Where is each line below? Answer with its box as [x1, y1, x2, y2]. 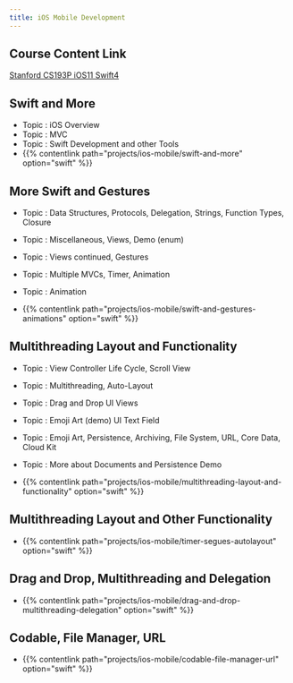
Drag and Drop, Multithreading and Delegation [9, 571, 272, 586]
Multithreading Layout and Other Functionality [9, 512, 272, 527]
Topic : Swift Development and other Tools [21, 139, 180, 149]
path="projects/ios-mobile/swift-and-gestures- [81, 303, 256, 314]
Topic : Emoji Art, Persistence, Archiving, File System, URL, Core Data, [21, 431, 281, 443]
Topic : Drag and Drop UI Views [21, 397, 138, 408]
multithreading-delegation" [21, 604, 122, 615]
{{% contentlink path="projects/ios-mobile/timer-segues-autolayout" [21, 535, 277, 546]
